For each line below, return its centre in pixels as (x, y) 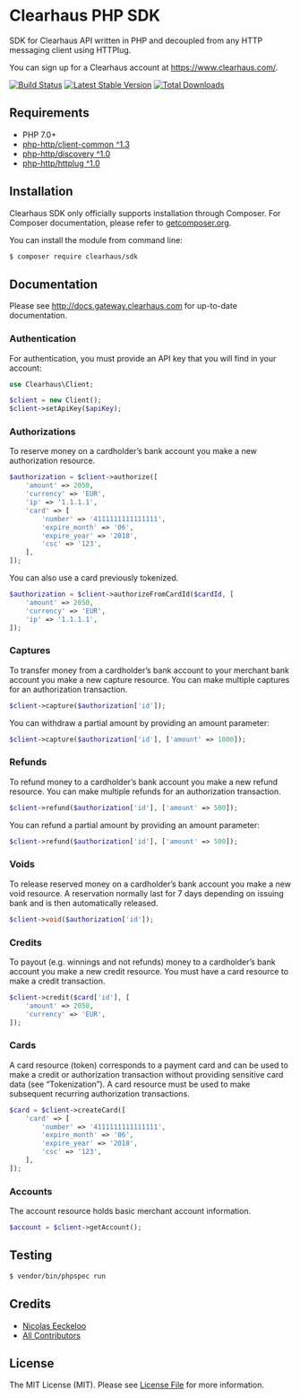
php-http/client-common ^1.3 (76, 144)
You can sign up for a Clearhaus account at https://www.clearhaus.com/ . (144, 67)
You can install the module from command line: (96, 240)
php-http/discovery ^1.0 (66, 153)
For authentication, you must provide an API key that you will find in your (143, 358)
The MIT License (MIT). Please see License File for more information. (137, 1385)
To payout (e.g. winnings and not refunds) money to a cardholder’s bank (142, 962)
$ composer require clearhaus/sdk (74, 257)
